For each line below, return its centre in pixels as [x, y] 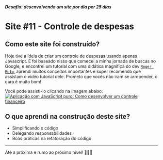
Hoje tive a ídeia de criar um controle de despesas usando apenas [71, 56]
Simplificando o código [35, 128]
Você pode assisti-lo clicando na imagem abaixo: [54, 91]
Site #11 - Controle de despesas [70, 26]
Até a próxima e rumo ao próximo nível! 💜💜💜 [49, 152]
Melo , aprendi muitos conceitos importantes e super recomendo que [73, 71]
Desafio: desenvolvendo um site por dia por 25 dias [58, 7]
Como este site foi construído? [52, 44]
